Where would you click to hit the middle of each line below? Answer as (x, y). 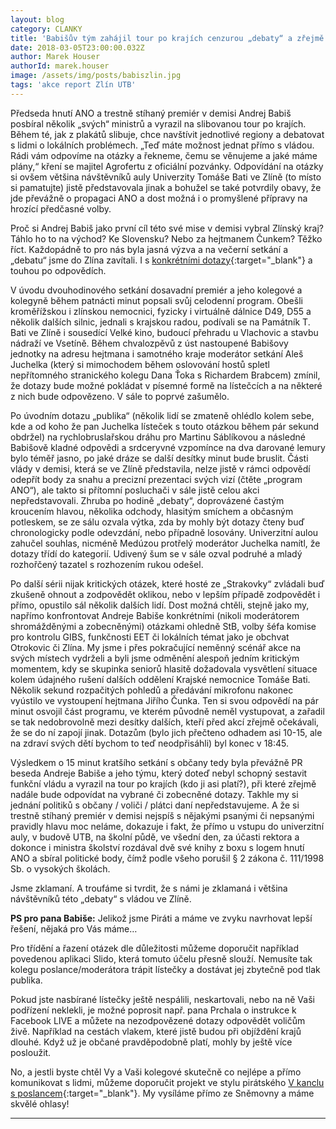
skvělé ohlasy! (40, 1103)
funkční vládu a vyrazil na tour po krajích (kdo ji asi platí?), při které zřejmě (163, 783)
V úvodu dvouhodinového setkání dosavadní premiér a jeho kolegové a (156, 290)
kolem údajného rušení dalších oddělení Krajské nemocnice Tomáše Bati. (160, 679)
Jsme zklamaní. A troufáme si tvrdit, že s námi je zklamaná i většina (149, 888)
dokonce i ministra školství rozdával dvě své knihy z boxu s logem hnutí (157, 847)
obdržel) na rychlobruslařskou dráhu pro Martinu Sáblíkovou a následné (158, 437)
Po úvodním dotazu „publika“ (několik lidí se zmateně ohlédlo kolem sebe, (162, 415)
